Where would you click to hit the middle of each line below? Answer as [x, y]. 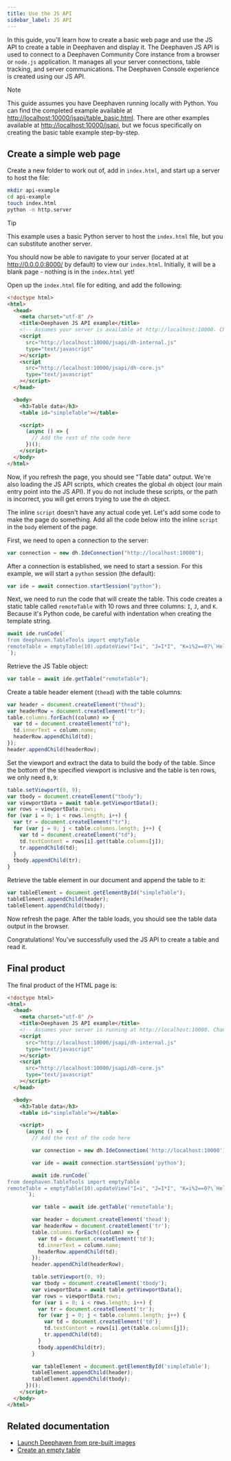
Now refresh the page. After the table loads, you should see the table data [112, 919]
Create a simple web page [64, 153]
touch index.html [32, 203]
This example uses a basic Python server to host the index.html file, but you [115, 236]
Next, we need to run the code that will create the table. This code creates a [115, 599]
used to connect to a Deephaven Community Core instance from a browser [113, 54]
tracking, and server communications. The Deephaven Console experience [113, 69]
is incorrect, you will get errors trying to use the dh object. [89, 499]
